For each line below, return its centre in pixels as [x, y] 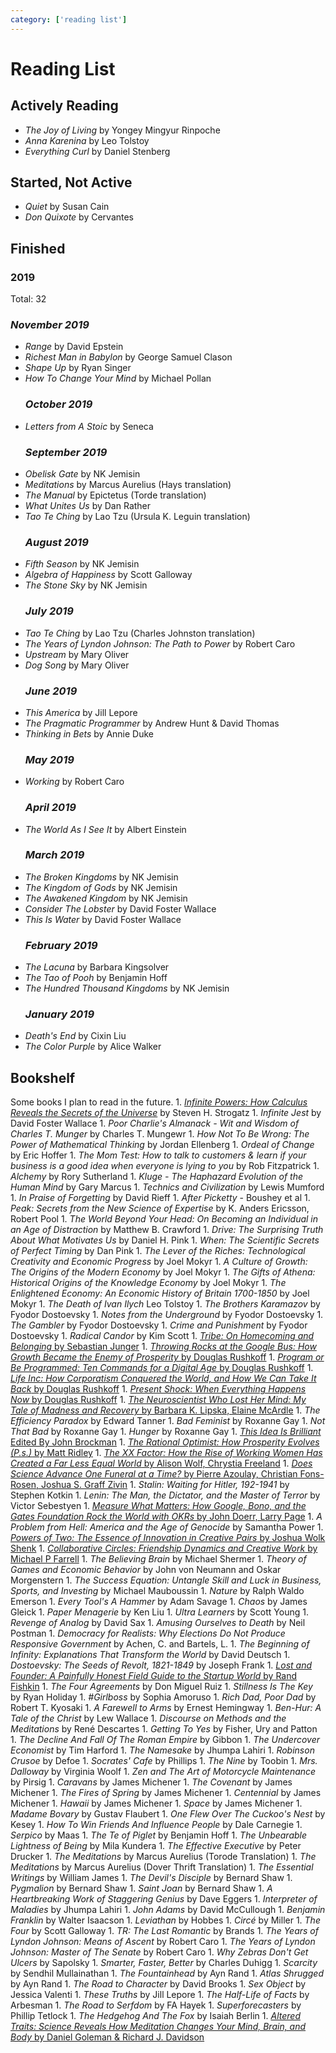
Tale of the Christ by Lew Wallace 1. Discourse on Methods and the [148, 1718]
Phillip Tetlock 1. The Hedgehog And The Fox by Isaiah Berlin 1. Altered [155, 2016]
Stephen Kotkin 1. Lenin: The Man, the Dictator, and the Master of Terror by [165, 1495]
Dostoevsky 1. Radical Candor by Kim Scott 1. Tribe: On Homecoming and [162, 1336]
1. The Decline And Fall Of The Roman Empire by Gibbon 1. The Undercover [165, 1740]
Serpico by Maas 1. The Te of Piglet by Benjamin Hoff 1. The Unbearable [159, 1835]
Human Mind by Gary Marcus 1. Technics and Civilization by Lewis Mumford [167, 1187]
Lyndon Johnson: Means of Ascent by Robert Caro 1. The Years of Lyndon [163, 1942]
